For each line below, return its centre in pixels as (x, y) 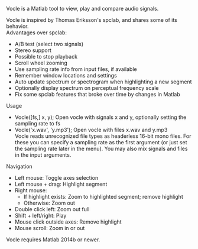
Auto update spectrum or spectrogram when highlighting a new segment (103, 82)
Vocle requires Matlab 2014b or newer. (53, 240)
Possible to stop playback (46, 56)
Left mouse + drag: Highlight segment (61, 184)
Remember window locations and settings (66, 75)
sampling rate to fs (38, 123)
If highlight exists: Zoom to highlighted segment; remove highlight (103, 197)
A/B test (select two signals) (49, 44)
